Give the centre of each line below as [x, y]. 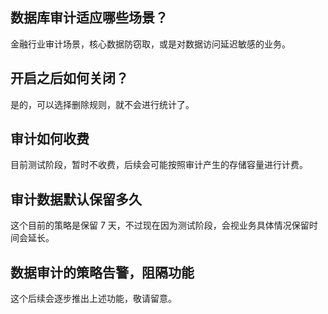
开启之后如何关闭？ [69, 78]
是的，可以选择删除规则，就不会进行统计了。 [102, 104]
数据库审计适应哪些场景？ [89, 18]
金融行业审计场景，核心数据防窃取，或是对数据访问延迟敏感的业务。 [150, 44]
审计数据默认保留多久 [76, 199]
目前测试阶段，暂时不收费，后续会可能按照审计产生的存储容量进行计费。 [159, 165]
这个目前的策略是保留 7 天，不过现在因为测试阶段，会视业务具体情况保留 [160, 225]
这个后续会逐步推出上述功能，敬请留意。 [93, 299]
